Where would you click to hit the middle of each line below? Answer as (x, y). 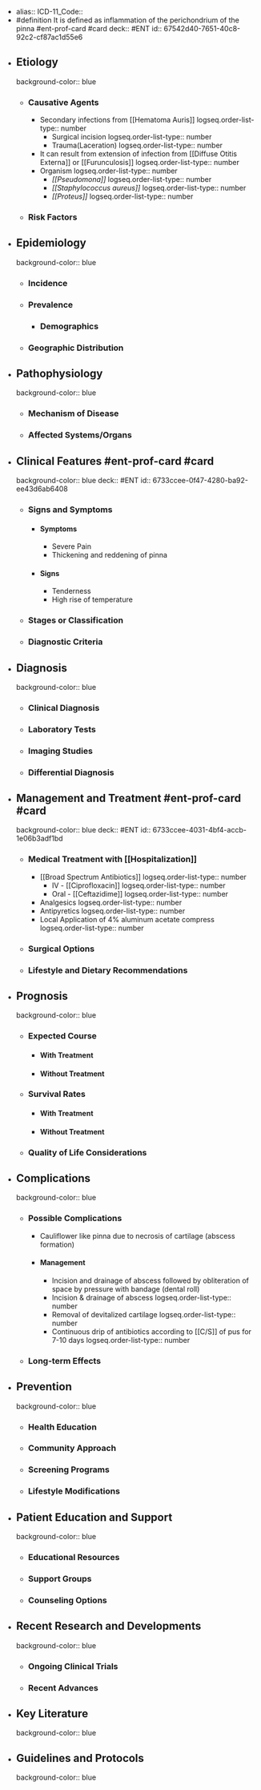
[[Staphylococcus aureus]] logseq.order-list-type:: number (149, 188)
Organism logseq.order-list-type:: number (108, 171)
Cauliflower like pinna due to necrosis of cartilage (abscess (137, 1236)
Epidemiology (51, 243)
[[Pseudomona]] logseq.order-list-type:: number (132, 179)
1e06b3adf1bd (39, 839)
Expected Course (62, 1036)
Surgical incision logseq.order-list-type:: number (132, 137)
